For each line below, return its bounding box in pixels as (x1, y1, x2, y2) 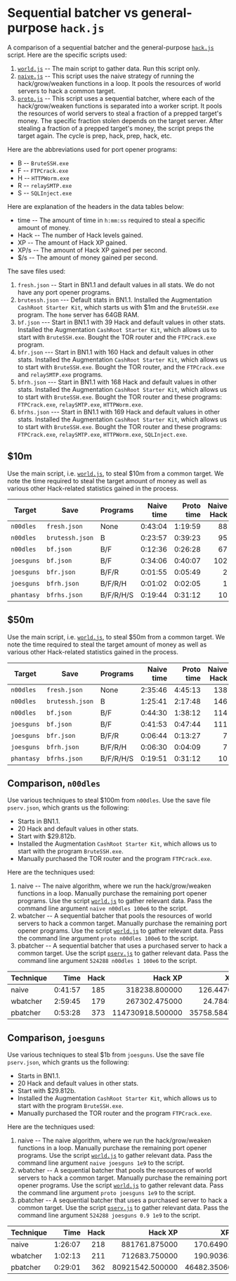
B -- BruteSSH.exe (17, 158, 69, 167)
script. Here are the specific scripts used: (7, 51, 127, 59)
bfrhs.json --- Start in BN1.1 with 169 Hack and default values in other (17, 407, 220, 416)
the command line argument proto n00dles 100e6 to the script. (17, 934, 199, 943)
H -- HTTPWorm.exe (17, 174, 70, 182)
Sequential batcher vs (7, 5, 138, 21)
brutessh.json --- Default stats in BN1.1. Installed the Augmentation (17, 295, 212, 304)
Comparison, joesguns (7, 1032, 105, 1044)
